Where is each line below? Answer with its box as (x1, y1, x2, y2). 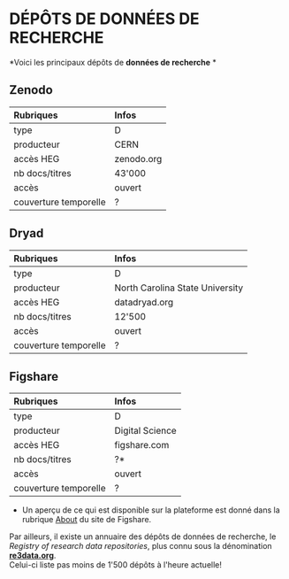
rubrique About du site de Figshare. (21, 514, 152, 525)
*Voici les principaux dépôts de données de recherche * (9, 57, 217, 67)
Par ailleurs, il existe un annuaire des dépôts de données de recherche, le (9, 531, 277, 542)
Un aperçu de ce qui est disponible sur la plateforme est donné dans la (21, 505, 280, 515)
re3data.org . (9, 550, 57, 561)
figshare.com (114, 439, 170, 452)
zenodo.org (114, 152, 163, 165)
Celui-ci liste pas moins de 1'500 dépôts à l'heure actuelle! (9, 560, 223, 570)
